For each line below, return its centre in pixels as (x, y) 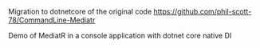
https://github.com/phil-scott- (203, 12)
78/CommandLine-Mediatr (52, 20)
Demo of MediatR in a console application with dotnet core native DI (120, 36)
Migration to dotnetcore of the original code (80, 12)
